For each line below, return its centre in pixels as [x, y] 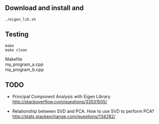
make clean [16, 50]
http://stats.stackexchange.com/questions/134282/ [64, 117]
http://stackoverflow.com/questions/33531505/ [60, 102]
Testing [17, 35]
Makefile [14, 59]
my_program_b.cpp [24, 69]
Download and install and [45, 8]
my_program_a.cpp [24, 64]
